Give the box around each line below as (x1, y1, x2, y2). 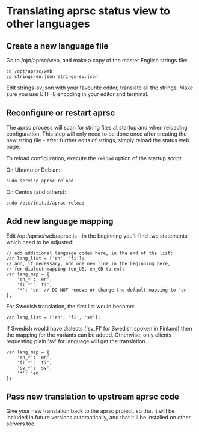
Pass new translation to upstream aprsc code (6, 392, 179, 402)
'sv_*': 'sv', (17, 365, 52, 371)
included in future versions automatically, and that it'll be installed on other (6, 414, 191, 421)
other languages (6, 17, 90, 31)
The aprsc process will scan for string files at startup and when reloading (6, 124, 188, 131)
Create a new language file (6, 41, 109, 51)
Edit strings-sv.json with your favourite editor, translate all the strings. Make (6, 84, 194, 91)
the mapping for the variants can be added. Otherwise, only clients (6, 331, 172, 338)
